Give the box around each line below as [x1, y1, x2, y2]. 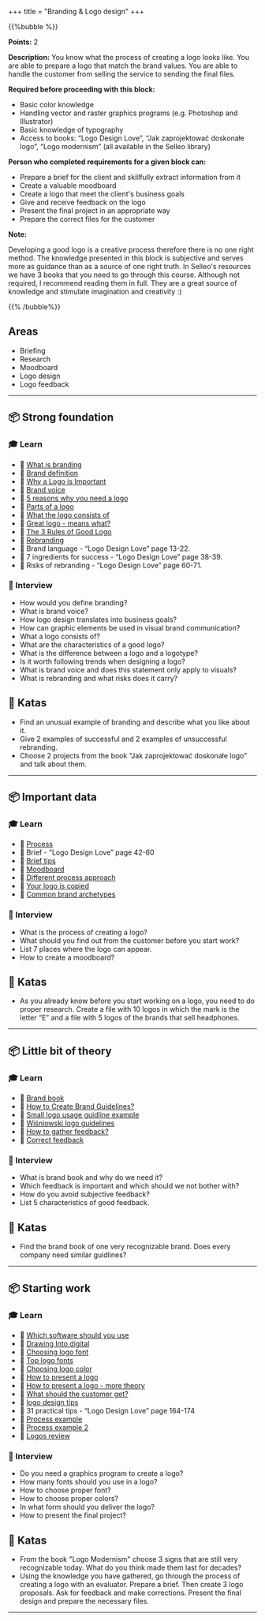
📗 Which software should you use [19, 1330, 129, 1340]
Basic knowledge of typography [19, 125, 124, 134]
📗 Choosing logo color [19, 1364, 92, 1373]
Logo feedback [19, 379, 69, 389]
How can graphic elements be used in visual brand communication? [19, 623, 241, 632]
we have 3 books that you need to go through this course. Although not [8, 270, 241, 279]
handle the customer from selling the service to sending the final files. [8, 69, 236, 78]
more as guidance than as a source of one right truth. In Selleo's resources [8, 262, 252, 271]
